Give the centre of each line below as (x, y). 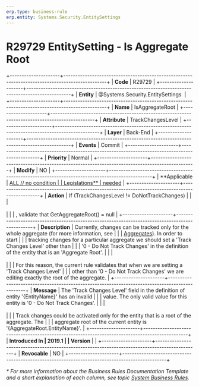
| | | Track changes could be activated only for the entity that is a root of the (99, 316)
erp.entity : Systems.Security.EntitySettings (63, 17)
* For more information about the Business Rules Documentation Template (97, 372)
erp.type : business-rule (37, 12)
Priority (57, 158)
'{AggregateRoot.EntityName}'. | (45, 328)
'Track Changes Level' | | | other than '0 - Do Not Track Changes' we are (95, 272)
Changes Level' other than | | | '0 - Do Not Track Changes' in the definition (97, 246)
